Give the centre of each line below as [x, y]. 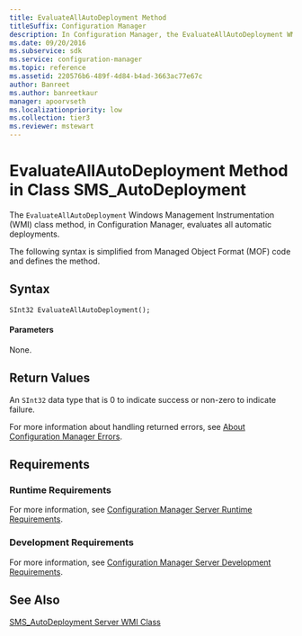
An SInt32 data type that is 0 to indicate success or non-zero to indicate [143, 399]
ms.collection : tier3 [50, 118]
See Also [35, 600]
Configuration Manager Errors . [66, 436]
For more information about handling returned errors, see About [127, 426]
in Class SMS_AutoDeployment [128, 190]
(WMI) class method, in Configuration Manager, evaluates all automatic [141, 224]
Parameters [31, 330]
